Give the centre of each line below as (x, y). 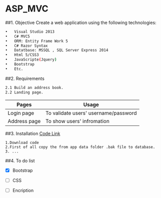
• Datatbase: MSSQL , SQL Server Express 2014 (57, 50)
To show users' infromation (77, 121)
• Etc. (14, 69)
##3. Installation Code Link (33, 133)
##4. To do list (20, 160)
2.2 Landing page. (24, 92)
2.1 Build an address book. (34, 87)
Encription (23, 190)
